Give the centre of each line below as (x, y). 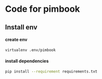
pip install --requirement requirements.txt (51, 71)
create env (16, 40)
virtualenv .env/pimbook (30, 50)
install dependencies (27, 61)
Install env (21, 27)
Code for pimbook (42, 9)
